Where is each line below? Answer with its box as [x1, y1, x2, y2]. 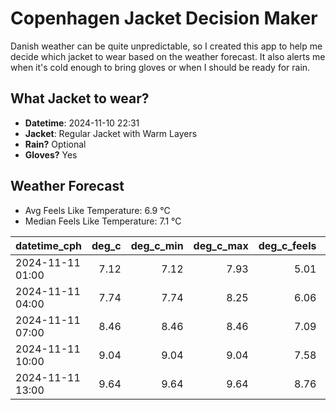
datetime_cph [15, 238, 83, 252]
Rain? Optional [24, 138, 87, 150]
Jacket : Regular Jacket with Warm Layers [24, 127, 198, 139]
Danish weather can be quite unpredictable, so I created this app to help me [10, 40, 323, 52]
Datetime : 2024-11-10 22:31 [24, 117, 140, 129]
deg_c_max [193, 238, 249, 252]
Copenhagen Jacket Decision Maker [10, 7, 318, 30]
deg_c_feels [258, 238, 317, 252]
